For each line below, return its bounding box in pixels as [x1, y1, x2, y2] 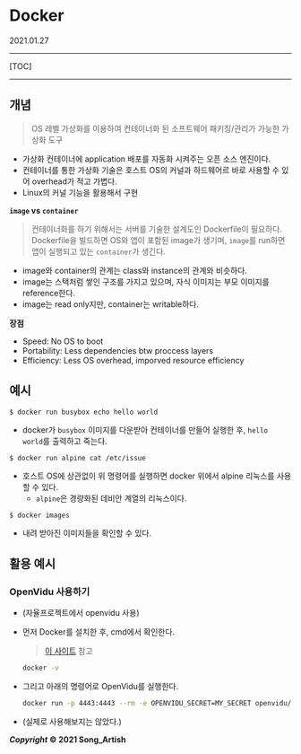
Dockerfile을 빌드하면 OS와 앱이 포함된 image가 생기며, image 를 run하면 [30, 234, 286, 245]
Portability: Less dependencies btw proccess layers [21, 345, 214, 355]
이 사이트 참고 [44, 645, 93, 656]
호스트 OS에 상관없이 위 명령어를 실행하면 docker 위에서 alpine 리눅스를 [21, 470, 275, 481]
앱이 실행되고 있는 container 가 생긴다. [30, 246, 166, 257]
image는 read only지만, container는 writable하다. [21, 298, 200, 310]
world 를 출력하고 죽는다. [21, 435, 107, 446]
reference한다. [21, 287, 76, 298]
